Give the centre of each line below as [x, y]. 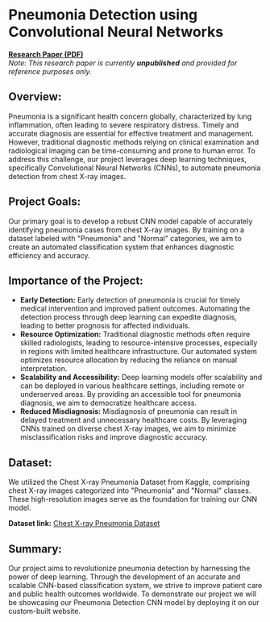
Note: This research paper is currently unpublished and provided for [123, 63]
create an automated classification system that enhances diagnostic [122, 247]
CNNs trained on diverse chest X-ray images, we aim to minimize [128, 428]
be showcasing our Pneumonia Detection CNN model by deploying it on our [134, 602]
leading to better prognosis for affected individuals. [105, 326]
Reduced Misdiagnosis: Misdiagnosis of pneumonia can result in [129, 411]
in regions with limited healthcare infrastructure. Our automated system [139, 352]
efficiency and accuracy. [49, 255]
